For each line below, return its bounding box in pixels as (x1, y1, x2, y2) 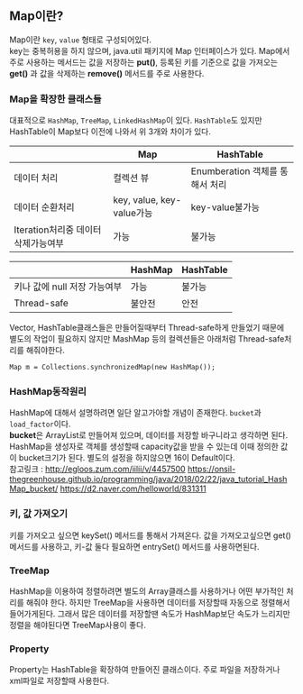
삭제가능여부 (14, 237, 65, 250)
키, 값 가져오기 (9, 507, 69, 520)
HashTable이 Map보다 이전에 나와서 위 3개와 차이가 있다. (9, 126, 212, 137)
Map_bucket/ (9, 483, 59, 494)
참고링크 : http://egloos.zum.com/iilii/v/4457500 (9, 463, 187, 475)
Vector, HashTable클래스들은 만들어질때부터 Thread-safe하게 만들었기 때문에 (9, 323, 285, 333)
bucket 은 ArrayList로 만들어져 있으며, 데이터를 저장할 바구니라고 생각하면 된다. (9, 430, 289, 441)
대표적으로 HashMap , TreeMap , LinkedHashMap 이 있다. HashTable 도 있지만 (9, 115, 263, 126)
